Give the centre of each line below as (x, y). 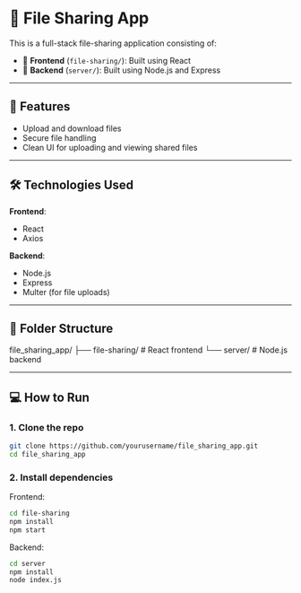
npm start (28, 530)
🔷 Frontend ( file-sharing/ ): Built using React (106, 60)
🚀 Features (40, 107)
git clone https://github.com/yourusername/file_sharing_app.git (133, 446)
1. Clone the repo (47, 427)
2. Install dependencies (61, 477)
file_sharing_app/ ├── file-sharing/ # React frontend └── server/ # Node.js (149, 350)
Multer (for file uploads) (66, 292)
